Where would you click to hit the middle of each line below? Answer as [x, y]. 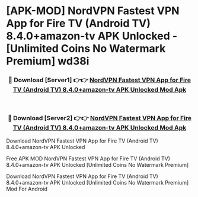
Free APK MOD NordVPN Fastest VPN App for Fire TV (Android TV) [88, 159]
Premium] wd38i [48, 61]
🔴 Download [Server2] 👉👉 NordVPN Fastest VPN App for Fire [100, 118]
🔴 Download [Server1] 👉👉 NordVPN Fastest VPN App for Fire [100, 80]
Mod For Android [27, 189]
